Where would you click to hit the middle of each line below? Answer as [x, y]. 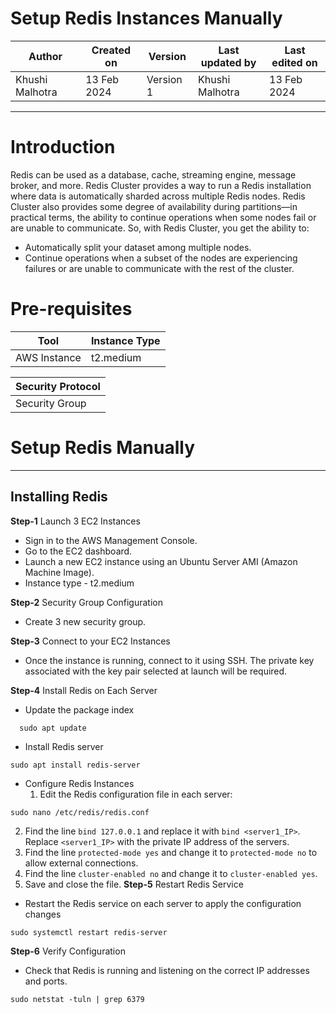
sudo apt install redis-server [75, 765]
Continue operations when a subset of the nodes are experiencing [161, 258]
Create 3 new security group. [85, 621]
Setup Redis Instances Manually [146, 18]
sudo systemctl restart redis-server [89, 932]
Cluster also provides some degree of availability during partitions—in [154, 206]
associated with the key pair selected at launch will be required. [156, 671]
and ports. [46, 981]
